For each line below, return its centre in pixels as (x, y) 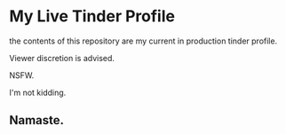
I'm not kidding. (38, 92)
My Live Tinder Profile (92, 16)
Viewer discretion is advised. (62, 58)
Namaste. (37, 120)
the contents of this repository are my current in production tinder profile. (143, 41)
